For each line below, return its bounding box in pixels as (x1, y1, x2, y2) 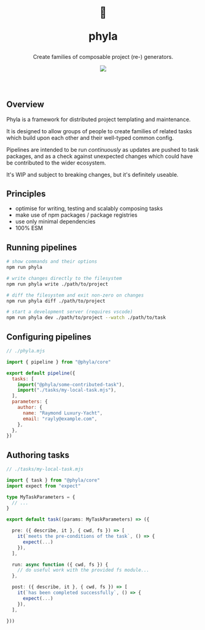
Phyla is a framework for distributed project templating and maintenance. (6, 115, 191, 123)
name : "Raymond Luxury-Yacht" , (22, 410, 103, 416)
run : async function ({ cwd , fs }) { (12, 561, 109, 567)
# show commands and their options (6, 259, 98, 265)
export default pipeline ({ (6, 370, 75, 376)
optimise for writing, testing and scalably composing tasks (15, 205, 163, 212)
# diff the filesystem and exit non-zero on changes (6, 292, 144, 298)
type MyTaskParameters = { (6, 494, 75, 500)
